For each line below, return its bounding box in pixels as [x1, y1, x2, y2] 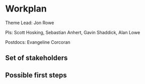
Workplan [5, 3, 47, 15]
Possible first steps [5, 71, 67, 79]
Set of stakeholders [5, 54, 68, 62]
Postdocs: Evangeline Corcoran [5, 39, 71, 45]
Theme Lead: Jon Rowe [5, 20, 54, 26]
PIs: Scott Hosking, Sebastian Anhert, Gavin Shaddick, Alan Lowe [5, 29, 140, 35]
